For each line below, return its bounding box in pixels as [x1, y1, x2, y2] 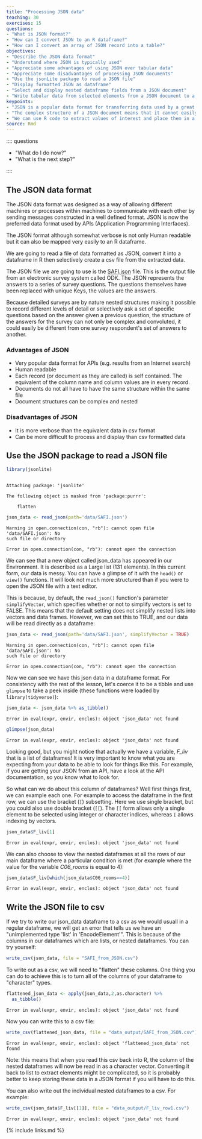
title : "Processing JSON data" [6, 8, 85, 15]
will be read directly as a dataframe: [6, 620, 95, 627]
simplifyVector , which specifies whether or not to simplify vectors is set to [6, 601, 192, 608]
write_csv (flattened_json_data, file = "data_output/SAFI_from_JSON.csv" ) [6, 1029, 198, 1035]
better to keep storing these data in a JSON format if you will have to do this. [6, 1075, 196, 1082]
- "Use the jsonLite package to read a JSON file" [6, 76, 136, 82]
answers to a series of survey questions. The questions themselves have [6, 280, 187, 288]
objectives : [6, 48, 36, 54]
